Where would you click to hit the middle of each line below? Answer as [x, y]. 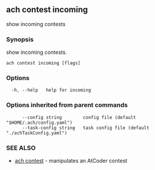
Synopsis [20, 39]
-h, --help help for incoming [51, 90]
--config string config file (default [79, 117]
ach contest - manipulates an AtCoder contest [71, 161]
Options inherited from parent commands [67, 105]
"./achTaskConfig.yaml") [37, 133]
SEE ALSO [21, 147]
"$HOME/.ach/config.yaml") [39, 123]
